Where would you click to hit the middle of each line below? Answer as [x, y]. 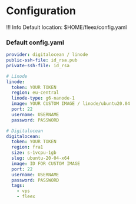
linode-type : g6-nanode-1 [43, 98]
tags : [18, 186]
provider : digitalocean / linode [47, 55]
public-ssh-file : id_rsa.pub [42, 60]
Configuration [41, 11]
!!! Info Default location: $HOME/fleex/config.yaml [67, 27]
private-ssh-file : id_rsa [38, 65]
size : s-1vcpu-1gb [34, 153]
